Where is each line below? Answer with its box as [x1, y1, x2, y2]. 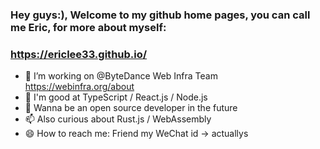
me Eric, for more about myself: [10, 20, 167, 34]
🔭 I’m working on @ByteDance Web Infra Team [24, 70, 218, 82]
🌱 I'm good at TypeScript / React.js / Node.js [24, 91, 208, 103]
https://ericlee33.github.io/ [10, 47, 148, 61]
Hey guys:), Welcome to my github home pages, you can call [10, 8, 311, 22]
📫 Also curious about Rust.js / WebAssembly [24, 113, 212, 125]
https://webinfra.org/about [24, 81, 135, 93]
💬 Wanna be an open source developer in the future [24, 102, 238, 114]
